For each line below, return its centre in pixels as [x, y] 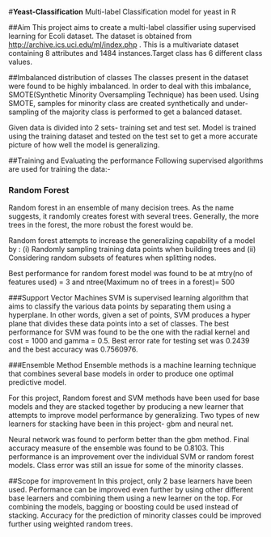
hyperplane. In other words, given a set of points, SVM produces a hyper [129, 315]
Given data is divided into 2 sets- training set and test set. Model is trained [132, 128]
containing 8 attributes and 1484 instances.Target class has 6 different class [135, 53]
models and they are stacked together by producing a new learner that [126, 407]
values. [20, 62]
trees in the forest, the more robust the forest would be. [101, 225]
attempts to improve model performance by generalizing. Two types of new [134, 416]
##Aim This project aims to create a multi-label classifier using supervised [132, 27]
